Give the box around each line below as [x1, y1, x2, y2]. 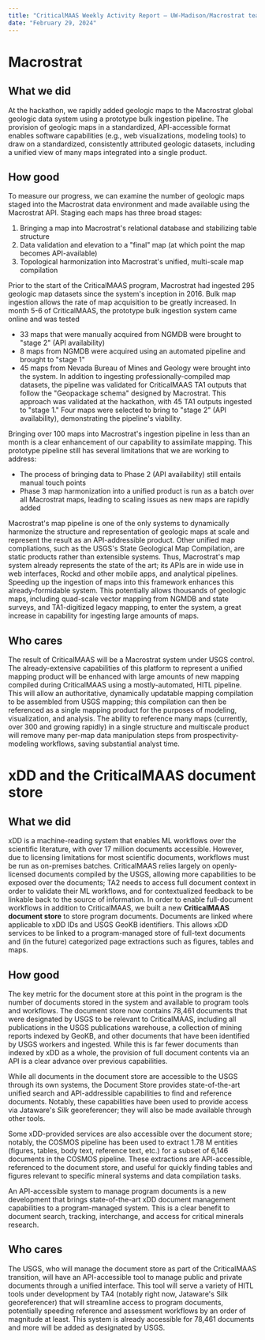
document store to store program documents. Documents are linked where [8, 911, 253, 922]
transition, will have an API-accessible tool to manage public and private [8, 1272, 243, 1281]
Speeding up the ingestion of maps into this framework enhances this [8, 577, 234, 587]
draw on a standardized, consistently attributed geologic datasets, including [8, 139, 255, 149]
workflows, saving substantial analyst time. [39, 739, 180, 748]
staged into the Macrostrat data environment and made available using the [8, 199, 250, 210]
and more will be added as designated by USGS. [8, 1323, 166, 1332]
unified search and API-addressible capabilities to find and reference [8, 1088, 233, 1098]
